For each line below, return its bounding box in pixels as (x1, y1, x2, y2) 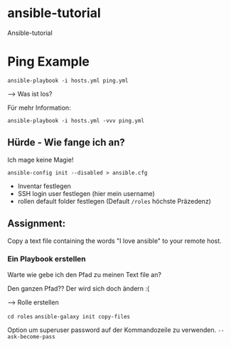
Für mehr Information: (7, 103, 71, 112)
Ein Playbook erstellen (7, 254, 87, 264)
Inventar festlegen (17, 182, 71, 190)
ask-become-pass (7, 333, 55, 340)
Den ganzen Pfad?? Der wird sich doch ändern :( (7, 284, 150, 293)
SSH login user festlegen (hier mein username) (17, 189, 155, 197)
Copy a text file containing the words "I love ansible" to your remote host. (7, 237, 222, 245)
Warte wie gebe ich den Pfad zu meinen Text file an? (7, 270, 162, 279)
